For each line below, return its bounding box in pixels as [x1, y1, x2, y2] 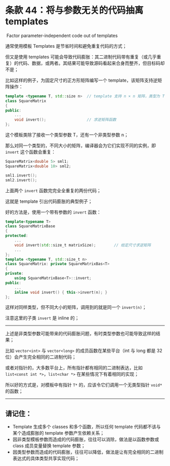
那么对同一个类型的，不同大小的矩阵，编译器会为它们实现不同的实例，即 [5, 142, 156, 149]
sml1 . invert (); [5, 173, 37, 178]
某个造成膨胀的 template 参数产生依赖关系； [12, 430, 105, 436]
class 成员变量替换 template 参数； [12, 443, 86, 449]
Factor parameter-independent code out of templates [6, 32, 118, 39]
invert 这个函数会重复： [5, 149, 56, 155]
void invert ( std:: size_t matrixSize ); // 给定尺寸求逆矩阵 [14, 242, 151, 247]
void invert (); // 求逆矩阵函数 [14, 117, 116, 122]
